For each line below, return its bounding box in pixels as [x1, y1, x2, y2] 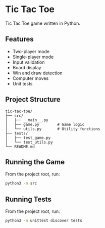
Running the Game [5, 158, 65, 166]
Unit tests [12, 80, 33, 86]
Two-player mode [12, 48, 49, 54]
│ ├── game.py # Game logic [5, 122, 85, 127]
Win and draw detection [12, 70, 63, 76]
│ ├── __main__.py [5, 117, 49, 122]
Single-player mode [12, 54, 54, 60]
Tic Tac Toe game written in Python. [5, 20, 81, 26]
